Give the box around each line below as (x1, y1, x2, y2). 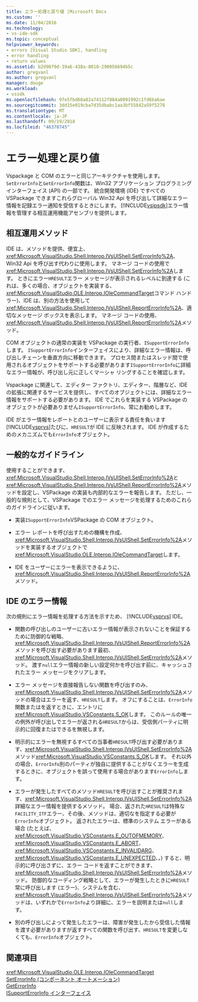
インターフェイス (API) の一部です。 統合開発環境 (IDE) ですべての (6, 187, 165, 194)
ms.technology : (6, 25, 44, 31)
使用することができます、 (6, 466, 68, 473)
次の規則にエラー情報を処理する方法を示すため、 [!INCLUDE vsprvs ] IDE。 (6, 613, 186, 620)
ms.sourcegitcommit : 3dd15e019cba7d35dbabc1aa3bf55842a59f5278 (6, 102, 165, 108)
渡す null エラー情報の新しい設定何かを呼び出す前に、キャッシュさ (31, 661, 193, 669)
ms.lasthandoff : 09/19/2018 (6, 119, 76, 125)
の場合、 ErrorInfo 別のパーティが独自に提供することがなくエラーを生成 (14, 761, 189, 768)
